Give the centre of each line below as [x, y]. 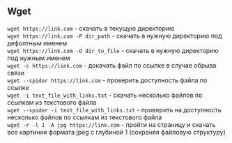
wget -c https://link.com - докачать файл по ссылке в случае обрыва [112, 65]
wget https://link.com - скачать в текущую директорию [91, 28]
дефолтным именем [37, 43]
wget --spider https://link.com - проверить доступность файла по [107, 80]
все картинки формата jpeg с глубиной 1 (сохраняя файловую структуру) [117, 132]
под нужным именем [39, 58]
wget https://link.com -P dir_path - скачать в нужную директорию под [115, 36]
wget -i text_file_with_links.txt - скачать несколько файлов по [105, 95]
